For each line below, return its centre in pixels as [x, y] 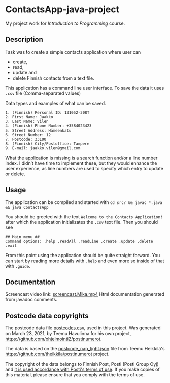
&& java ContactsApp [27, 207]
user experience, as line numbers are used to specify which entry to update [84, 168]
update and [25, 72]
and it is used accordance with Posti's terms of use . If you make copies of [82, 369]
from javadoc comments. [31, 300]
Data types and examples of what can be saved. [56, 103]
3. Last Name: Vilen [27, 121]
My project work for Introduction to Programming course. [65, 23]
